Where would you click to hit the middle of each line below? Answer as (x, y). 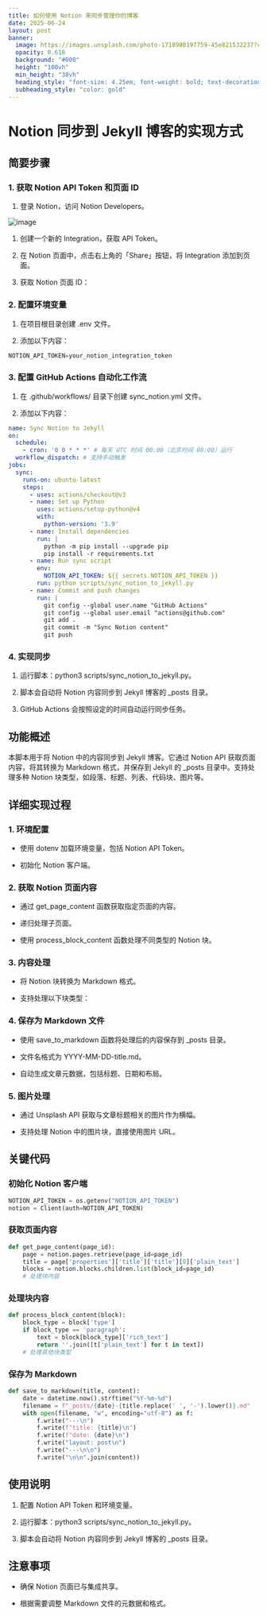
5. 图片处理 (29, 1095)
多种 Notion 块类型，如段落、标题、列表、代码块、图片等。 (111, 777)
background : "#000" (48, 60)
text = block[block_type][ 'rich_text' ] (103, 1338)
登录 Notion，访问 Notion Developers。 (84, 207)
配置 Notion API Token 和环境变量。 (78, 1505)
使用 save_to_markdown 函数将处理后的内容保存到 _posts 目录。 (125, 1039)
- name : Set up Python (67, 502)
